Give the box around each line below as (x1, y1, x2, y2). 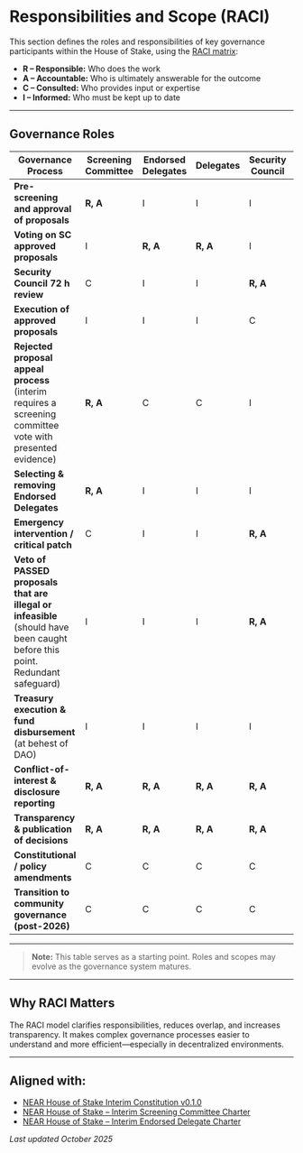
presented (14, 441, 58, 454)
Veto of (14, 553, 47, 566)
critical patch (14, 539, 72, 551)
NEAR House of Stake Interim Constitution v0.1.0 (22, 1097, 203, 1108)
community (14, 897, 65, 909)
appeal (14, 363, 44, 375)
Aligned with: (9, 1073, 87, 1088)
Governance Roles (9, 126, 115, 142)
